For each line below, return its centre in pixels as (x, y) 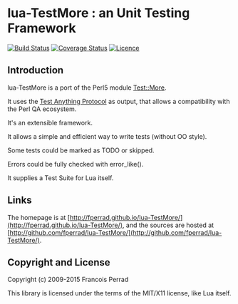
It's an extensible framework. (50, 122)
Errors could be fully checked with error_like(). (76, 164)
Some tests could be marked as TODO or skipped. (81, 150)
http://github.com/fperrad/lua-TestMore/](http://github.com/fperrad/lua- (116, 232)
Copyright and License (59, 262)
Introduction (36, 70)
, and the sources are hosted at (168, 225)
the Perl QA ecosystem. (42, 109)
